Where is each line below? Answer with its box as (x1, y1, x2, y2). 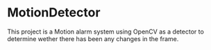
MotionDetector (7, 5, 101, 21)
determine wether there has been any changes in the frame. (7, 34, 179, 42)
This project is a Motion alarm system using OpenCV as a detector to (7, 27, 205, 36)
